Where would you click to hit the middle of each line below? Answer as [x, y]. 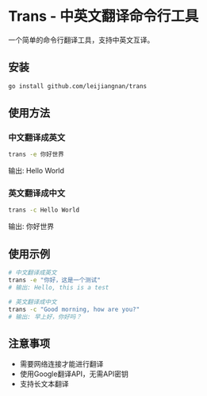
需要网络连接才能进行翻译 [61, 364]
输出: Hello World [36, 171]
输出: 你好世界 [31, 227]
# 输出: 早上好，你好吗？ [45, 316]
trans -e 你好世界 [36, 155]
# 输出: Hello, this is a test [59, 287]
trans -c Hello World [44, 210]
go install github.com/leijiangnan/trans [78, 86]
